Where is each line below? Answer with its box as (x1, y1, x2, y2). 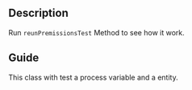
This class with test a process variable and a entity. (8, 72, 179, 82)
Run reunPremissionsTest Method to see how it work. (8, 27, 185, 37)
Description (8, 6, 69, 20)
